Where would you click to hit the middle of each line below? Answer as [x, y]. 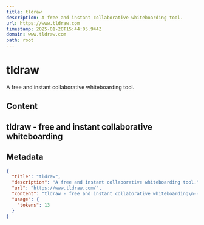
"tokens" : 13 [34, 205]
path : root [20, 40]
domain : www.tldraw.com [36, 35]
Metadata [25, 157]
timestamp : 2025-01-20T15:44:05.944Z [54, 29]
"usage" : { [25, 199]
